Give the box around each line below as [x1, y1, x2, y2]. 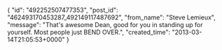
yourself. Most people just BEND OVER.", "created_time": [7, 28, 171, 36]
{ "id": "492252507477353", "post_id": [7, 6, 118, 14]
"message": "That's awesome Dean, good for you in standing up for [7, 21, 203, 28]
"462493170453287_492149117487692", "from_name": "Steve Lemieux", [7, 13, 216, 22]
